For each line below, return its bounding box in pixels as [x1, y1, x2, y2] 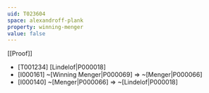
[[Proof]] [7, 49, 33, 58]
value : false [7, 30, 46, 37]
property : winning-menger [7, 23, 83, 30]
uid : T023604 [7, 10, 46, 18]
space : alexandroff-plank [7, 17, 83, 24]
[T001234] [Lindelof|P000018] [17, 63, 106, 71]
